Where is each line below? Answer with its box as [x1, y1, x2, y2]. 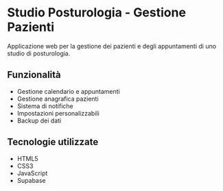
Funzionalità [7, 69, 61, 81]
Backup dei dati [16, 116, 62, 125]
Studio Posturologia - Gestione [7, 5, 187, 21]
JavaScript [16, 169, 48, 177]
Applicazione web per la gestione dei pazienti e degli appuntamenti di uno [7, 42, 217, 50]
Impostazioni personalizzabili [16, 109, 99, 117]
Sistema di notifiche [16, 101, 73, 110]
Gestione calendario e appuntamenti [16, 87, 120, 95]
